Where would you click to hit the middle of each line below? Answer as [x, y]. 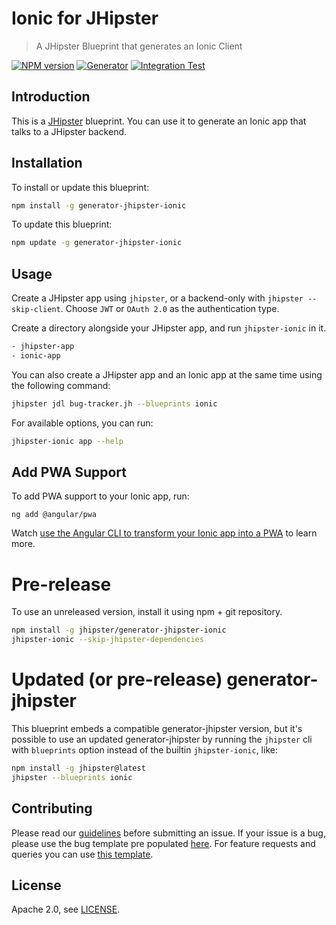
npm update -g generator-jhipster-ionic [97, 243]
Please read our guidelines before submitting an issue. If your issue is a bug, [168, 833]
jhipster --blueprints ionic [72, 777]
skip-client [36, 310]
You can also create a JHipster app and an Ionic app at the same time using [167, 374]
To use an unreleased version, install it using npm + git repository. [147, 612]
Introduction [51, 97]
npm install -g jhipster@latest [78, 768]
